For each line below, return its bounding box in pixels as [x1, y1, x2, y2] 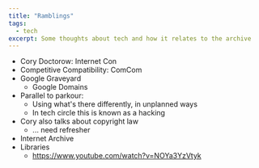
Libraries [19, 142, 50, 152]
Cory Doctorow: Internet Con [19, 57, 117, 66]
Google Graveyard [19, 73, 82, 83]
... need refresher [32, 125, 91, 135]
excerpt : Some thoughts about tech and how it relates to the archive [8, 34, 252, 43]
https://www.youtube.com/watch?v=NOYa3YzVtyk [32, 151, 202, 161]
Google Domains [32, 82, 88, 92]
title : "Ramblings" [8, 11, 74, 20]
